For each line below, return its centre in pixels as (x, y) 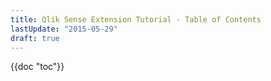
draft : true (35, 38)
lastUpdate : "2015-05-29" (64, 29)
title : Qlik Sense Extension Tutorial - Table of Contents (136, 19)
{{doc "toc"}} (37, 67)
